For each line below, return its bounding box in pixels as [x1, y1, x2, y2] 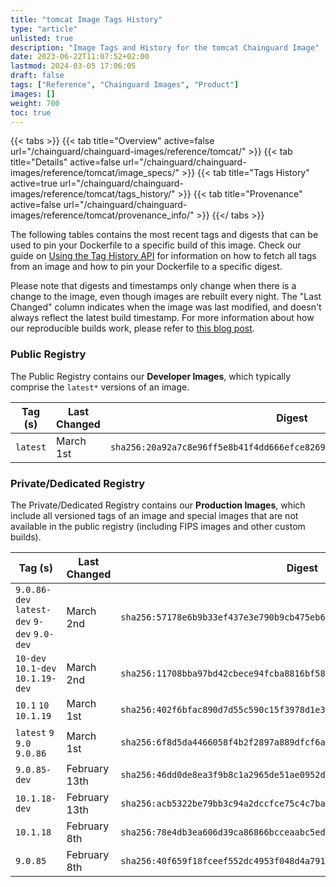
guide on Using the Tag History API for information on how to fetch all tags [10, 250, 317, 262]
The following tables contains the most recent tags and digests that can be [10, 229, 319, 241]
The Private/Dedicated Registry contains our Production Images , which [10, 499, 306, 511]
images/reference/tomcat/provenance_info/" [10, 209, 195, 221]
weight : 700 [10, 98, 60, 108]
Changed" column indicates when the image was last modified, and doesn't [10, 301, 322, 313]
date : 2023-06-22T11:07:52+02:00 [10, 52, 150, 62]
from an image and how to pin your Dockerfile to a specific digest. [10, 261, 283, 273]
